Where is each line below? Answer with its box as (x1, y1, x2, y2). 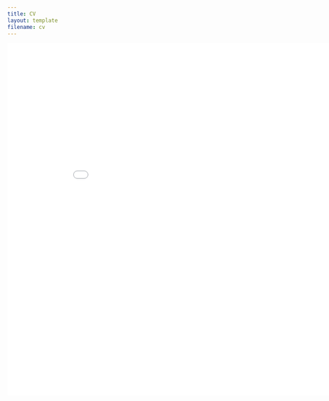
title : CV (7, 10, 37, 18)
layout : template (7, 17, 58, 24)
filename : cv (7, 23, 46, 30)
